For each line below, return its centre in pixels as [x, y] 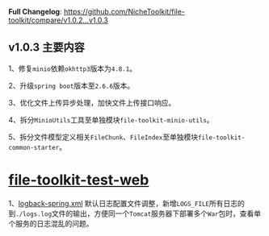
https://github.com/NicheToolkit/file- [124, 12]
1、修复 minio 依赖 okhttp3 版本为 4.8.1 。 [73, 68]
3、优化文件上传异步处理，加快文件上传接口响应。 [92, 102]
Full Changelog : [35, 12]
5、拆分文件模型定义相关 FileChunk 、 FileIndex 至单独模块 [103, 137]
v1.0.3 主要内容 [46, 48]
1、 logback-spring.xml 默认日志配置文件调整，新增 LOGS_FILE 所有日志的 [126, 203]
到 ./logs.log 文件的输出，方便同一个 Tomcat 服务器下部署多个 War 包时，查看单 [135, 213]
